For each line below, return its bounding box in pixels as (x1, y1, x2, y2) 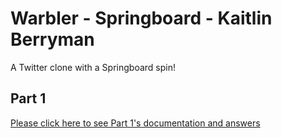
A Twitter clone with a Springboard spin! (10, 61, 176, 73)
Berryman (10, 28, 95, 51)
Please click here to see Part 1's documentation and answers (10, 117, 261, 129)
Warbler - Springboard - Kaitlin (10, 7, 273, 30)
